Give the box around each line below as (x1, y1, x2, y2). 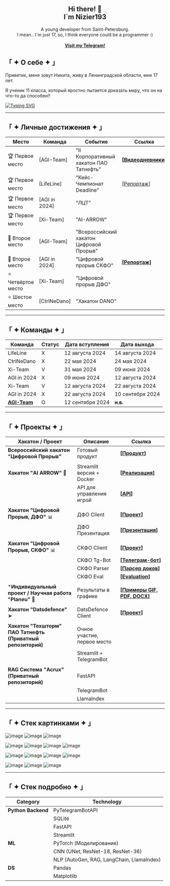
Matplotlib (53, 872, 77, 879)
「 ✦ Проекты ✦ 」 (5, 423, 66, 431)
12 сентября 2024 (64, 399, 110, 406)
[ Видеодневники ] (121, 156, 167, 163)
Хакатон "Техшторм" (8, 622, 62, 629)
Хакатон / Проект (17, 438, 62, 445)
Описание (83, 438, 109, 445)
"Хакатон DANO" (75, 298, 117, 305)
